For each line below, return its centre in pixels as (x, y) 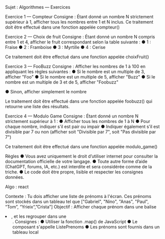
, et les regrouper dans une (39, 216)
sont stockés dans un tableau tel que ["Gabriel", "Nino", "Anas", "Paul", (77, 201)
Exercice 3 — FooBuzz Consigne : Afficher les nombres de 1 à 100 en (75, 66)
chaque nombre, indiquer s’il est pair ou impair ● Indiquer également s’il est (82, 126)
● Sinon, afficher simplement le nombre (46, 92)
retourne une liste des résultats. (38, 106)
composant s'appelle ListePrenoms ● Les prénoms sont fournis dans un (86, 227)
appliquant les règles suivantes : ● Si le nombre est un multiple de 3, (75, 72)
